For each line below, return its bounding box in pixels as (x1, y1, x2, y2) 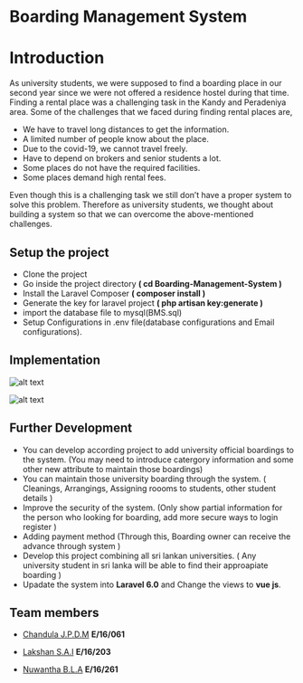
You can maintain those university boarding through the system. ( (22, 473, 267, 484)
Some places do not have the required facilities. (22, 163, 201, 174)
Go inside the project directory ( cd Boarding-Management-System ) (22, 278, 282, 289)
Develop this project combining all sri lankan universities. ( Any (22, 550, 257, 561)
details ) (22, 492, 53, 503)
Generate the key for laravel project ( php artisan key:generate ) (22, 297, 264, 308)
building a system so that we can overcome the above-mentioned (9, 209, 254, 220)
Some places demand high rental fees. (22, 172, 166, 183)
